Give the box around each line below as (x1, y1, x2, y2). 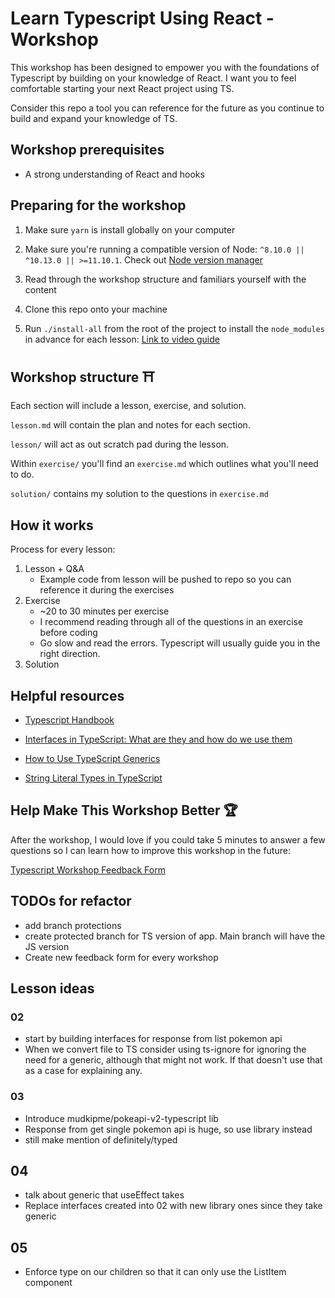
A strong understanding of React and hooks (24, 168, 205, 180)
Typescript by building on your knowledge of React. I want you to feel (10, 72, 297, 84)
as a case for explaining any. (24, 1065, 143, 1077)
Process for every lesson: (10, 543, 116, 556)
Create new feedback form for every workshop (24, 951, 219, 963)
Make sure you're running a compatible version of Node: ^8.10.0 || (24, 243, 305, 255)
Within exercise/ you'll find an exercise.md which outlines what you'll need (10, 458, 319, 470)
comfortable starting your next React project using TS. (10, 82, 235, 94)
